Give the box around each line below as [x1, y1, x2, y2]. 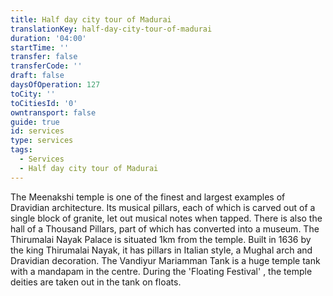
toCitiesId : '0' [10, 98, 78, 108]
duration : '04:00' [10, 33, 87, 43]
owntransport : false [10, 107, 97, 118]
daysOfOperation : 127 [10, 80, 101, 90]
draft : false [10, 71, 65, 81]
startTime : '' [10, 42, 70, 53]
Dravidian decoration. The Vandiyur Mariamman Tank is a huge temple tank [10, 254, 321, 266]
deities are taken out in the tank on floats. [10, 276, 182, 288]
